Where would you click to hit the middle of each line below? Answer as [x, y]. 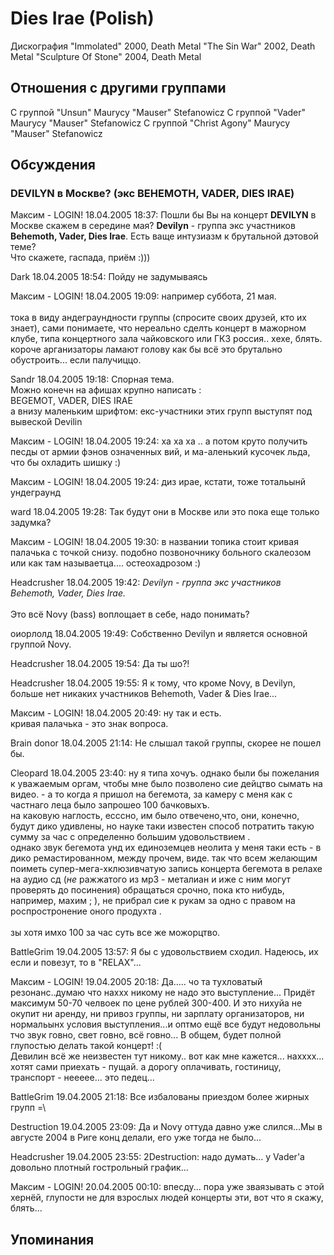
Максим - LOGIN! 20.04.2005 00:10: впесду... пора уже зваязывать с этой [167, 1187]
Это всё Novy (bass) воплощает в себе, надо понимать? [130, 614]
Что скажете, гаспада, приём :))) [80, 258]
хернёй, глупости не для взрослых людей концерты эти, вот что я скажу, [167, 1198]
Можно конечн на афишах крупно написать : [106, 390]
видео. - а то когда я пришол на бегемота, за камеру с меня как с [151, 794]
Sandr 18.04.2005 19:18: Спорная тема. [92, 379]
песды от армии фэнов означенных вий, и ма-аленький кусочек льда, [160, 452]
